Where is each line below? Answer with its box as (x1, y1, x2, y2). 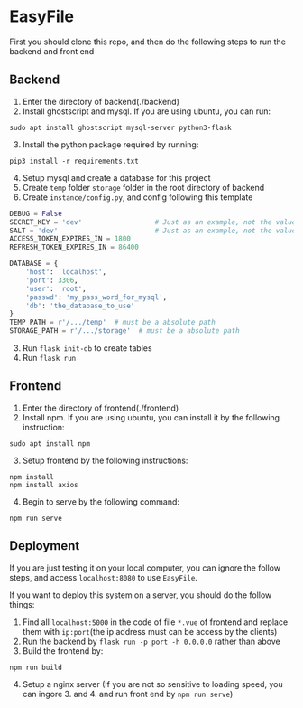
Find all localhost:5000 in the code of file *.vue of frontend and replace (22, 617, 289, 628)
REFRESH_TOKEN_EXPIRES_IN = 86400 (9, 242, 140, 252)
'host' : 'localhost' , (25, 268, 106, 277)
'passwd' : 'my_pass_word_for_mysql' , (25, 292, 168, 302)
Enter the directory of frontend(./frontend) (22, 402, 179, 413)
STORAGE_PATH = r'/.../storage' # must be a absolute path (9, 326, 241, 335)
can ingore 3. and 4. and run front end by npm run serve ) (22, 688, 234, 699)
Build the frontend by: (22, 645, 104, 656)
